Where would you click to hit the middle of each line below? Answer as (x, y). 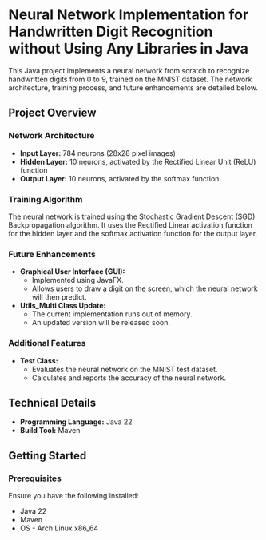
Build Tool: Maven (50, 431)
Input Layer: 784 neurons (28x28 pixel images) (97, 153)
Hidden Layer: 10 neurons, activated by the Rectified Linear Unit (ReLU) (138, 161)
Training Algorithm (46, 199)
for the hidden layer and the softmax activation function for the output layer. (133, 233)
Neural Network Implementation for (129, 15)
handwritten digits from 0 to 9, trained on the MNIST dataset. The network (130, 79)
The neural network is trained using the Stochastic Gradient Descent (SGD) (132, 216)
